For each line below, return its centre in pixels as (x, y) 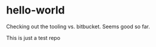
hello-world (36, 10)
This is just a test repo (33, 38)
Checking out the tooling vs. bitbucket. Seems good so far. (78, 26)
